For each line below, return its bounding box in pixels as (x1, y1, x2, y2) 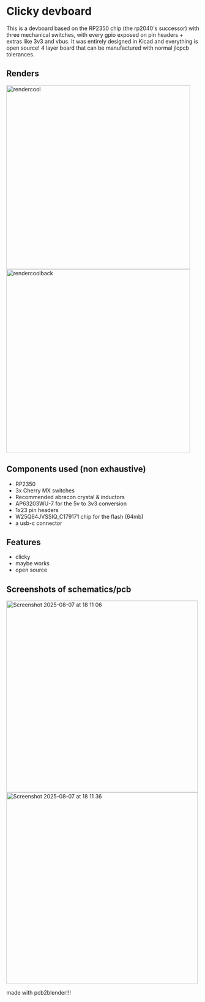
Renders (6, 69, 40, 79)
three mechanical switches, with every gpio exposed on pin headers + (6, 31, 184, 38)
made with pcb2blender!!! (6, 989, 72, 996)
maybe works (15, 560, 50, 567)
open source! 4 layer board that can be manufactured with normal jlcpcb (6, 44, 190, 52)
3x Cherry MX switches (15, 486, 75, 494)
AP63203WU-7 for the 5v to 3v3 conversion (15, 500, 127, 507)
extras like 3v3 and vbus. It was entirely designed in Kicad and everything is (6, 37, 198, 45)
